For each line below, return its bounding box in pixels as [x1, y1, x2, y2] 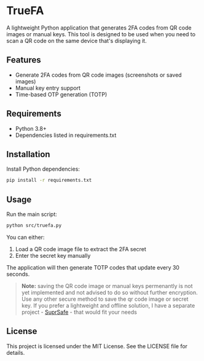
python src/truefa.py [6, 222, 62, 229]
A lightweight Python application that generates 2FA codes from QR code [6, 24, 192, 31]
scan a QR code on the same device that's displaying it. [6, 37, 147, 44]
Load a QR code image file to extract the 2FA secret [15, 245, 146, 252]
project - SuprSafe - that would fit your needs [21, 308, 137, 316]
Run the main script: [6, 211, 57, 218]
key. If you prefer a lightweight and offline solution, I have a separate [21, 301, 195, 309]
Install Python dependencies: [6, 165, 80, 173]
